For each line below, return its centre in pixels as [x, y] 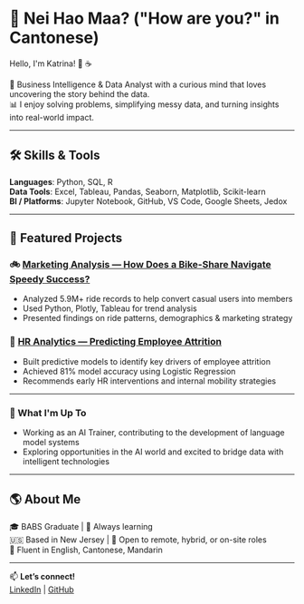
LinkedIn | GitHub [42, 589]
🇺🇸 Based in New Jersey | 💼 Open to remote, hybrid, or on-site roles [138, 540]
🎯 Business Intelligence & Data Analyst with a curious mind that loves [138, 84]
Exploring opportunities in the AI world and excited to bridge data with [153, 452]
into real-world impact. [52, 117]
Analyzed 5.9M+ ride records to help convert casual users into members [157, 299]
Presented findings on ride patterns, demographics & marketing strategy [157, 318]
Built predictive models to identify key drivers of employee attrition [147, 361]
